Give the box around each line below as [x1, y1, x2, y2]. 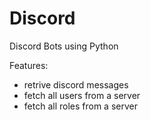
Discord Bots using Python [9, 40, 119, 52]
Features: [9, 59, 49, 71]
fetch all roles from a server [23, 100, 138, 112]
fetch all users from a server [23, 89, 141, 101]
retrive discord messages [23, 78, 129, 91]
